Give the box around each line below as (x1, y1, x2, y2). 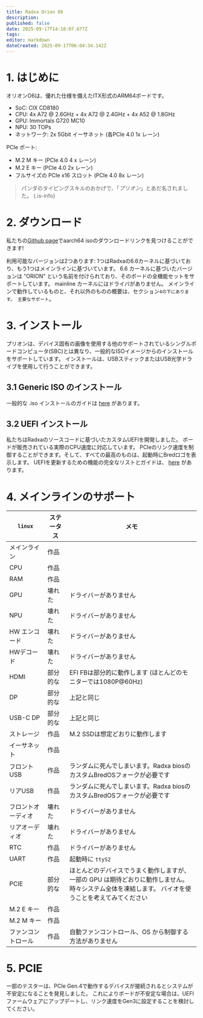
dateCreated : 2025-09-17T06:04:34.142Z (6, 43, 107, 49)
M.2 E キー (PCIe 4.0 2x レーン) (14, 164, 93, 171)
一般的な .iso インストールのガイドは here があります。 (6, 399, 143, 406)
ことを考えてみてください (75, 894, 148, 902)
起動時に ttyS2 (69, 855, 111, 863)
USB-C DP (9, 713, 40, 722)
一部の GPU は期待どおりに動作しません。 (69, 875, 188, 884)
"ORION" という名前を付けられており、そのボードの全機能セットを (23, 272, 190, 280)
